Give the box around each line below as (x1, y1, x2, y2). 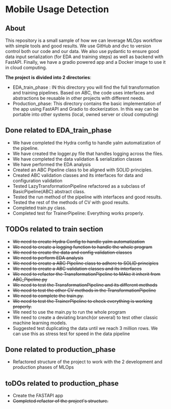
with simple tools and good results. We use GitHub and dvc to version (5, 43, 152, 49)
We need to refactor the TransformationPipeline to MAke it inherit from (12, 271, 161, 277)
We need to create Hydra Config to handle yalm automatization (12, 238, 145, 244)
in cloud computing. (5, 65, 47, 70)
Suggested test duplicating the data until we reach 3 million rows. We (12, 325, 158, 331)
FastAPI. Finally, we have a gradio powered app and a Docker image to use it (5, 59, 166, 65)
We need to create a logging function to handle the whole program (12, 244, 153, 250)
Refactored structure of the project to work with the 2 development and (12, 359, 163, 365)
